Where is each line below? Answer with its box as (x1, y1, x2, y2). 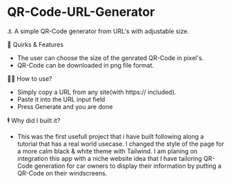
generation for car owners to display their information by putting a (34, 162, 222, 170)
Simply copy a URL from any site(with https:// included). (17, 88, 177, 96)
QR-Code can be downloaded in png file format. (17, 61, 154, 69)
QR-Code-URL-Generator (7, 4, 155, 20)
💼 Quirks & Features (7, 40, 64, 48)
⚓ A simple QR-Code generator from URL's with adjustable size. (7, 27, 190, 35)
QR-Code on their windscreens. (17, 168, 108, 177)
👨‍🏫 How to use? (7, 74, 53, 83)
